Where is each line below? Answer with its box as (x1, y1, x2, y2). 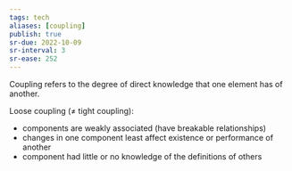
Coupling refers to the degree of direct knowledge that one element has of (9, 79, 283, 89)
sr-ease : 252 (9, 54, 58, 63)
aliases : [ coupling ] (9, 21, 87, 30)
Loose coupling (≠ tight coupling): (9, 106, 134, 116)
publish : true (9, 29, 63, 38)
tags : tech (9, 12, 50, 22)
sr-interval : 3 (9, 46, 66, 55)
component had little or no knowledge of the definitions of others (21, 151, 263, 161)
